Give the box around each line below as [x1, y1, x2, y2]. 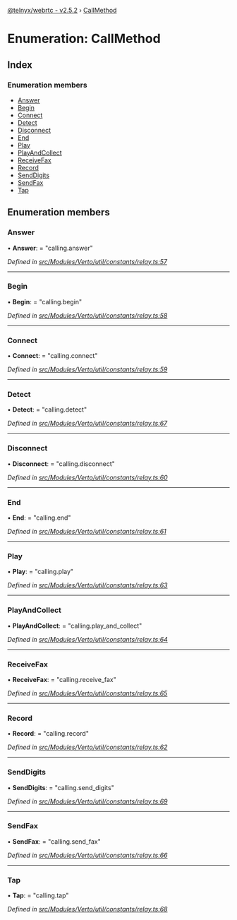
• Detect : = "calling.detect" [7, 405, 87, 414]
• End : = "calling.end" [7, 513, 71, 522]
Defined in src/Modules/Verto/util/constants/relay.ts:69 [7, 797, 168, 806]
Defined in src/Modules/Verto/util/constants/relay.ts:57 [7, 257, 168, 265]
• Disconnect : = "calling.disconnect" [7, 459, 115, 468]
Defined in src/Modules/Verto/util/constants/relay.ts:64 [7, 635, 168, 643]
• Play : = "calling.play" [7, 568, 74, 576]
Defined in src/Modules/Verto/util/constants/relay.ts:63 [7, 581, 168, 590]
